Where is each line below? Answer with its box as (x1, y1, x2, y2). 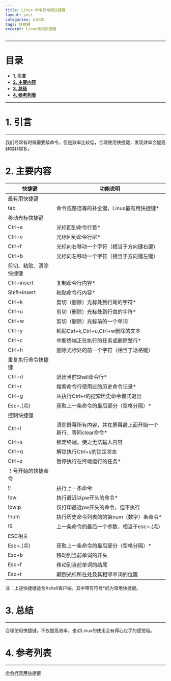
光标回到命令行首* (56, 223, 101, 231)
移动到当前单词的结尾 (56, 561, 108, 568)
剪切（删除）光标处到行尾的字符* (56, 299, 136, 306)
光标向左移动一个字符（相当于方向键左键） (56, 253, 159, 260)
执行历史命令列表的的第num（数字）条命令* (56, 513, 162, 520)
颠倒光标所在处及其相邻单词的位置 (56, 571, 138, 578)
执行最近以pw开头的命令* (56, 494, 118, 501)
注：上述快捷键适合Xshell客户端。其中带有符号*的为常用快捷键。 (5, 585, 141, 591)
